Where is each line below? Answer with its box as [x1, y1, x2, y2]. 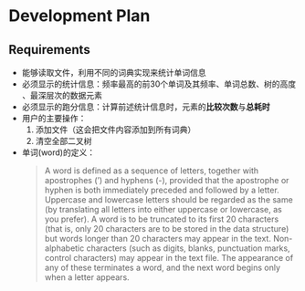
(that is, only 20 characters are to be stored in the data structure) [44, 223, 289, 234]
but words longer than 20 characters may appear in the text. [44, 234, 271, 244]
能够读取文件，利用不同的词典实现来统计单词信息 [21, 68, 206, 78]
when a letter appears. [44, 272, 130, 283]
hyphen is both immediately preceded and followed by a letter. [44, 184, 279, 195]
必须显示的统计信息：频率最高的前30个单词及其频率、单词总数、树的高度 [21, 78, 297, 89]
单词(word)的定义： [21, 147, 96, 158]
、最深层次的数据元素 [21, 90, 102, 100]
